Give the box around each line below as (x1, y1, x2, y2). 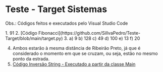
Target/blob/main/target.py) (5, 35, 63, 41)
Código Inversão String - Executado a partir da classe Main (12, 61, 136, 67)
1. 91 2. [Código (5, 30, 38, 36)
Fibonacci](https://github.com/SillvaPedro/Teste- (38, 30, 140, 36)
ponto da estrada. (12, 55, 49, 61)
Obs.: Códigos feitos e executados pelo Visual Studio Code (5, 20, 128, 26)
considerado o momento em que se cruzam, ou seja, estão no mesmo (12, 50, 158, 56)
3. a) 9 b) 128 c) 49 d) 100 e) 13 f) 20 (64, 35, 140, 41)
